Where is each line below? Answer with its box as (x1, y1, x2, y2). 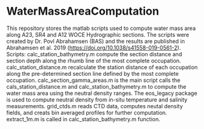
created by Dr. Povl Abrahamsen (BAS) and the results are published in (6, 37, 185, 45)
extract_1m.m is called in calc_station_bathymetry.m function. (6, 115, 161, 123)
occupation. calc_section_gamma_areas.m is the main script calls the (6, 76, 181, 84)
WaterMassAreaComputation (6, 4, 159, 18)
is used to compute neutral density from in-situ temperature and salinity (6, 96, 188, 103)
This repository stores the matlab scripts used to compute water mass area (6, 24, 196, 32)
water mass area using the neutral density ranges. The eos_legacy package (6, 89, 198, 97)
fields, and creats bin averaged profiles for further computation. (6, 109, 167, 116)
